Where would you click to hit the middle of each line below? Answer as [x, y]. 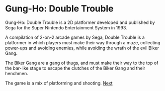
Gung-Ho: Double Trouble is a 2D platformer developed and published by [80, 22]
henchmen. [17, 73]
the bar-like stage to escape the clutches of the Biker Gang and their [75, 68]
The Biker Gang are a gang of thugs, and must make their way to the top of [82, 63]
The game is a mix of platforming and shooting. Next [59, 83]
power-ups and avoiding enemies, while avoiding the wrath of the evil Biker [82, 48]
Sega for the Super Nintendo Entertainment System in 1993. [66, 27]
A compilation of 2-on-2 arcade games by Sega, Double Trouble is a [75, 37]
